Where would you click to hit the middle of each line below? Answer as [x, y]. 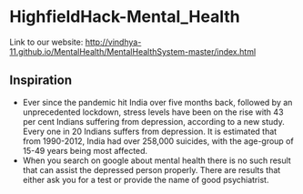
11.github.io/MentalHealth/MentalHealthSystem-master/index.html [133, 51]
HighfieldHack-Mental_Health [125, 17]
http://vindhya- [113, 42]
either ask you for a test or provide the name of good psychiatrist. [146, 179]
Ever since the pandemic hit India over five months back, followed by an [157, 102]
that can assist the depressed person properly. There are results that [151, 169]
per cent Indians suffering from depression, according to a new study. [153, 121]
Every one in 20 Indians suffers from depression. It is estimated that [150, 131]
